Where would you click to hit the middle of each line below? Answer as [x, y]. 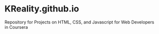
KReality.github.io [42, 9]
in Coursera [16, 27]
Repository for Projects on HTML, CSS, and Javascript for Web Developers [79, 22]
